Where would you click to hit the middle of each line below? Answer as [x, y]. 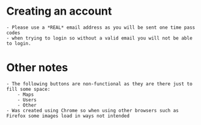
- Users [27, 100]
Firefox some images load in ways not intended [68, 116]
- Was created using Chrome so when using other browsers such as [93, 110]
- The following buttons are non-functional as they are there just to [99, 84]
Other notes [37, 68]
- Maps [26, 95]
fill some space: [28, 89]
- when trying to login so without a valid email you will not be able [99, 38]
